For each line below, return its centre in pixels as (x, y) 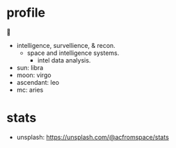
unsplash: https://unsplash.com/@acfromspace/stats (93, 137)
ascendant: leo (38, 82)
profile (26, 13)
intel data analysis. (64, 60)
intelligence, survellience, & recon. (66, 45)
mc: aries (30, 90)
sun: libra (30, 67)
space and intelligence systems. (73, 53)
